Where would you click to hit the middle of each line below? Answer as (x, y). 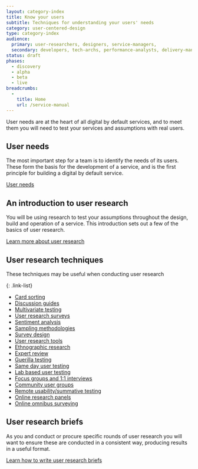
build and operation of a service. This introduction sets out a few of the (92, 224)
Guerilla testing (33, 359)
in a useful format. (28, 448)
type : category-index (33, 34)
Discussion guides (37, 303)
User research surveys (42, 316)
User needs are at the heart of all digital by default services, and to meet (94, 122)
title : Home (31, 99)
